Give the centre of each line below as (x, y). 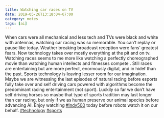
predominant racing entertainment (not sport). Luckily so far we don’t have (80, 89)
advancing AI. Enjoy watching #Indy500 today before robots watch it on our (82, 105)
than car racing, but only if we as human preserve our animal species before (82, 100)
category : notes (22, 19)
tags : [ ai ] (16, 23)
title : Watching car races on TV (39, 10)
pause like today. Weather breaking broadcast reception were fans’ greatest (82, 48)
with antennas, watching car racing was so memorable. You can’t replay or (80, 43)
